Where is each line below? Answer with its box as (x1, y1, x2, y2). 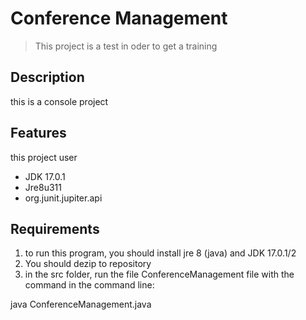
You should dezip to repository (24, 258, 152, 270)
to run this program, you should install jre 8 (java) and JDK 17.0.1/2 (24, 247, 297, 259)
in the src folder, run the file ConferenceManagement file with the (24, 268, 295, 281)
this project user (10, 151, 78, 163)
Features (10, 125, 67, 142)
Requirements (10, 220, 100, 237)
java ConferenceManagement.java (10, 298, 152, 311)
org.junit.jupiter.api (24, 192, 103, 204)
